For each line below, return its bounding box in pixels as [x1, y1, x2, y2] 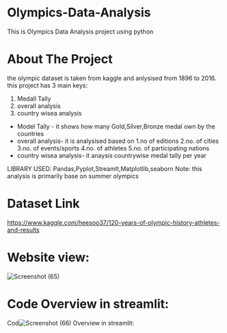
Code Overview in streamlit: [7, 296, 170, 312]
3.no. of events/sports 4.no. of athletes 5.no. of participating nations [16, 144, 210, 152]
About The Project [7, 51, 113, 67]
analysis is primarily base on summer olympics [7, 172, 139, 180]
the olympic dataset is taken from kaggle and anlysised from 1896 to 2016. [7, 74, 217, 82]
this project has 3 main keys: [7, 81, 88, 90]
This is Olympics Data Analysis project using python [7, 27, 154, 36]
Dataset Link [7, 196, 80, 211]
